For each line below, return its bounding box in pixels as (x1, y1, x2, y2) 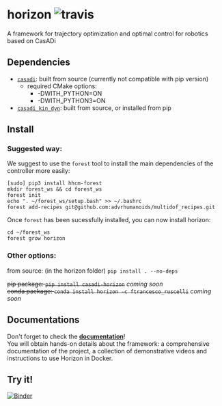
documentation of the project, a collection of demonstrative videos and (7, 347, 207, 355)
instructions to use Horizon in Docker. (7, 354, 113, 362)
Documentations (7, 314, 80, 326)
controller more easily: (7, 167, 70, 175)
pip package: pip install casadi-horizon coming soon (7, 280, 163, 288)
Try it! (7, 373, 33, 385)
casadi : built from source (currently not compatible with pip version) (16, 75, 209, 83)
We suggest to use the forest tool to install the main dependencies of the (7, 159, 214, 167)
